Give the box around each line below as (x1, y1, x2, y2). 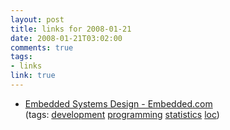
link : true (10, 71, 56, 81)
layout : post (10, 14, 65, 25)
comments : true (10, 42, 74, 53)
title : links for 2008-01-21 (10, 24, 132, 34)
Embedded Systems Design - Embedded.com (24, 97, 213, 110)
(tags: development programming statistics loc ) (24, 108, 220, 120)
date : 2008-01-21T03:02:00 (10, 33, 123, 43)
